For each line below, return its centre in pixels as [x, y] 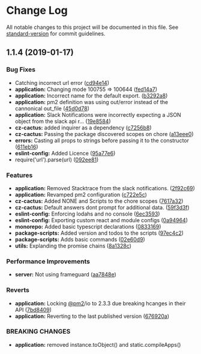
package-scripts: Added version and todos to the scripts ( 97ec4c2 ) [99, 233]
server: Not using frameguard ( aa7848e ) [66, 275]
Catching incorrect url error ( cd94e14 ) [62, 82]
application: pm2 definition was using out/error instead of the [91, 102]
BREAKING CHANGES [38, 332]
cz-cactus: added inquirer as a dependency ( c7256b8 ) [83, 128]
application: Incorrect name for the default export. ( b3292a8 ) [91, 95]
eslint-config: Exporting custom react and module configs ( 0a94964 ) [101, 220]
